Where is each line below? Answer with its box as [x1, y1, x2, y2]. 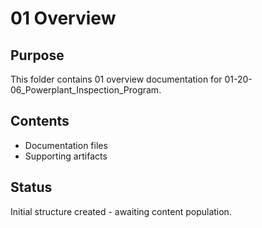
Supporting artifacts [24, 150, 108, 162]
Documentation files [24, 139, 108, 151]
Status [10, 179, 53, 196]
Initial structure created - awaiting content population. [10, 205, 232, 217]
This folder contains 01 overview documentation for [10, 73, 223, 85]
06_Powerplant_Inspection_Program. [10, 84, 162, 96]
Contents [10, 113, 70, 130]
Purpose [10, 47, 65, 64]
